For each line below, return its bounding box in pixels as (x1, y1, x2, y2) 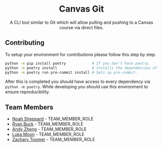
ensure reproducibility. (5, 89, 50, 95)
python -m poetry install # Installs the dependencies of (5, 65, 158, 70)
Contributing (5, 39, 45, 47)
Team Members (5, 103, 53, 111)
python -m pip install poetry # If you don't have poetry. (5, 61, 151, 66)
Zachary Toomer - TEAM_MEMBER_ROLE (12, 137, 96, 143)
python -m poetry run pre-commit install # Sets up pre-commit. (5, 70, 138, 75)
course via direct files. (59, 24, 104, 30)
